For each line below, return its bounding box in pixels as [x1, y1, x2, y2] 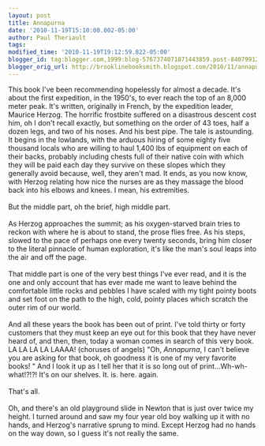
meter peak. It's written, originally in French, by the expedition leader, [8, 101, 234, 111]
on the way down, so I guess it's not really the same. [8, 428, 179, 438]
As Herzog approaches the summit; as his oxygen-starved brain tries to [8, 219, 241, 228]
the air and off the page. [8, 252, 87, 261]
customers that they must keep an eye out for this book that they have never [8, 328, 256, 337]
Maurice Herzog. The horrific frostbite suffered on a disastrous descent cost [8, 110, 256, 119]
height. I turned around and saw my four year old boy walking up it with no [8, 411, 250, 421]
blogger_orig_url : [8, 63, 69, 71]
